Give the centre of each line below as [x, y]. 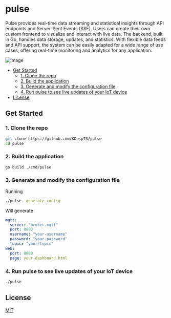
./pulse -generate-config [33, 201]
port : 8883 [22, 229]
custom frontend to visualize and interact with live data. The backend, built [84, 34]
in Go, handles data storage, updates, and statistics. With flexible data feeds [86, 39]
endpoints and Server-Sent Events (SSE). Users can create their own [78, 28]
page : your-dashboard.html [39, 258]
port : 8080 [22, 253]
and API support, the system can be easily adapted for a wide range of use [84, 45]
